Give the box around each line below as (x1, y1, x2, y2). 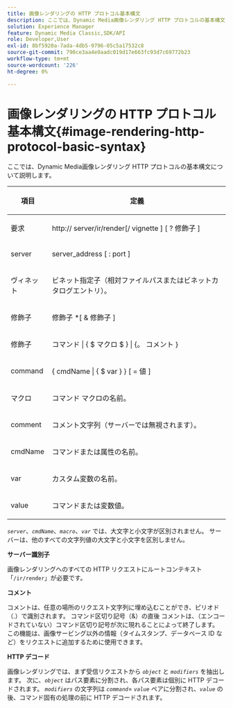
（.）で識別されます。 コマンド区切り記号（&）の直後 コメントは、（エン (7, 612, 214, 621)
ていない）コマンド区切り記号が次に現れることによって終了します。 (25, 621, 219, 629)
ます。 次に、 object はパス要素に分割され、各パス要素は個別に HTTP (7, 676, 205, 684)
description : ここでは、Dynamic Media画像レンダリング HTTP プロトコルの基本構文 (7, 17, 225, 24)
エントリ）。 (72, 286, 112, 295)
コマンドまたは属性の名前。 (51, 447, 143, 457)
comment (10, 420, 42, 430)
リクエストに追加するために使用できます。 (25, 638, 147, 646)
